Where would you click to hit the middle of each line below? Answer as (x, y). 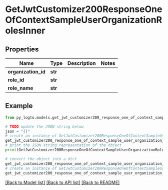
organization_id (27, 72)
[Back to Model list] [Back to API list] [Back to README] (62, 182)
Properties (22, 49)
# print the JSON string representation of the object (63, 145)
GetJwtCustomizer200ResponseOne (84, 9)
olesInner (25, 31)
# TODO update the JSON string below (44, 127)
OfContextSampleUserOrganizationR (84, 20)
